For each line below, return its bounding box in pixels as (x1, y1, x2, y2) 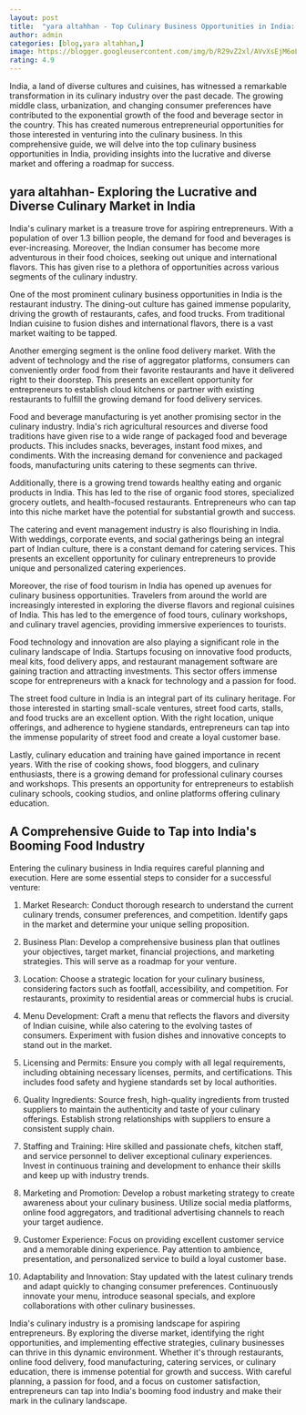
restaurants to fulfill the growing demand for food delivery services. (9, 393, 263, 404)
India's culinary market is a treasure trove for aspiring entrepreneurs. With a (9, 222, 294, 233)
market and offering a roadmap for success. (9, 158, 175, 168)
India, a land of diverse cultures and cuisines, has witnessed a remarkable (9, 81, 287, 91)
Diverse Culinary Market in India (9, 199, 196, 214)
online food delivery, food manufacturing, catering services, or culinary (9, 1356, 277, 1367)
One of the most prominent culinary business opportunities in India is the (9, 289, 282, 300)
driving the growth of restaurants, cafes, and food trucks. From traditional (9, 308, 285, 319)
